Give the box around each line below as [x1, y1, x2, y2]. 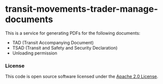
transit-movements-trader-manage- [5, 3, 159, 15]
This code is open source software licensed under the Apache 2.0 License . [5, 74, 159, 80]
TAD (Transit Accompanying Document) [12, 39, 94, 45]
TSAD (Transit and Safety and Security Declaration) [12, 45, 118, 51]
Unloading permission [12, 50, 57, 56]
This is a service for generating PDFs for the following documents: [5, 30, 140, 36]
